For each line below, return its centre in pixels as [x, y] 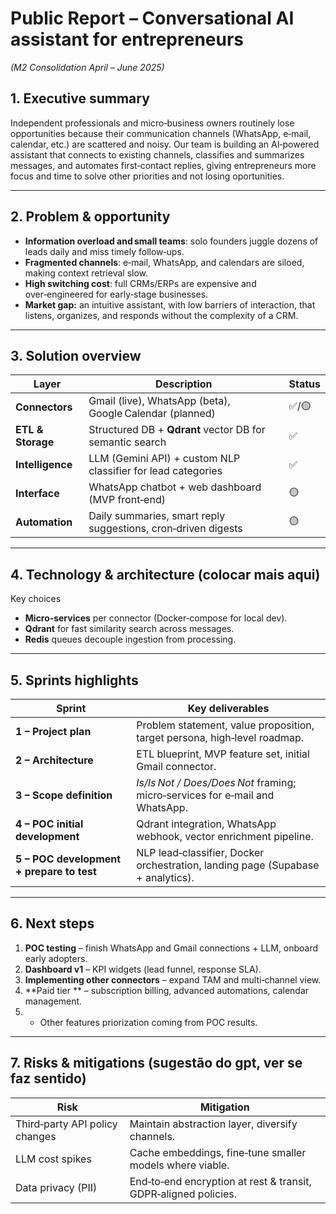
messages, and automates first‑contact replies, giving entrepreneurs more [163, 165]
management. [53, 1001]
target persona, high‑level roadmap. [220, 737]
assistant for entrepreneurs [127, 39]
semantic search [127, 442]
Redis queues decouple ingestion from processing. [130, 639]
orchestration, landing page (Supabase [228, 865]
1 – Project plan [53, 731]
